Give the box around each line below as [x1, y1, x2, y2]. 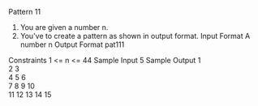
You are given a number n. [19, 23, 109, 32]
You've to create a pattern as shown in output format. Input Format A [19, 32, 251, 40]
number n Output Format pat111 [19, 40, 125, 49]
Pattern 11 [8, 7, 41, 16]
